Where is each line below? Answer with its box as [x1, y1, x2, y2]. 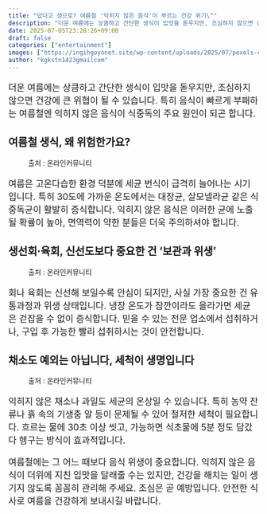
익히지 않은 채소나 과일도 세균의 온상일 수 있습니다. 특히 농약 [8, 396, 248, 407]
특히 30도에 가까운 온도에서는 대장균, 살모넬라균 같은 [37, 190, 249, 202]
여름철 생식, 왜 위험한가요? [8, 135, 131, 149]
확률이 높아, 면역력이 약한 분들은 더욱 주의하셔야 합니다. [18, 217, 240, 228]
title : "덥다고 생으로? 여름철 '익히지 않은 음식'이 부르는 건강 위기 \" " [8, 11, 218, 20]
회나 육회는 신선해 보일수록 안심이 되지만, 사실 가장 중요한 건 [8, 287, 248, 299]
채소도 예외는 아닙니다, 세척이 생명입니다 [8, 353, 195, 367]
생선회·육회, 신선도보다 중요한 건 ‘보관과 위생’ [8, 245, 217, 258]
